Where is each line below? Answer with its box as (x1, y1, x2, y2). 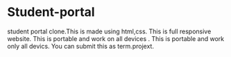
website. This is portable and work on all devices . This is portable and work (7, 34, 224, 42)
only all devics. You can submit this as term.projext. (7, 42, 155, 50)
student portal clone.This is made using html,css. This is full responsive (7, 27, 212, 35)
